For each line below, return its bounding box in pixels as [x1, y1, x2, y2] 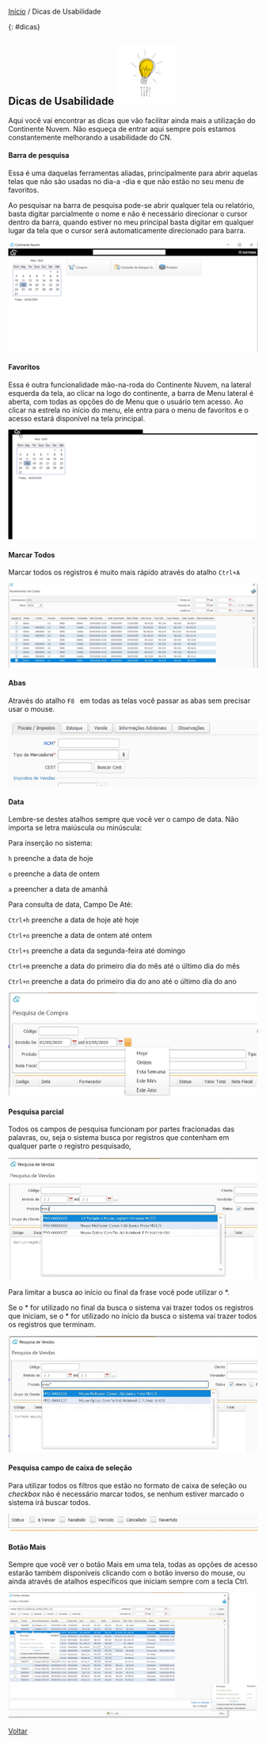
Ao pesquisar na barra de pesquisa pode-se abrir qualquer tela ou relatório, [8, 201, 255, 210]
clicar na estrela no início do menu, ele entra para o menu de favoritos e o [8, 405, 249, 415]
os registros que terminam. [8, 1319, 97, 1329]
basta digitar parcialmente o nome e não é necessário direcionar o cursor [8, 209, 248, 219]
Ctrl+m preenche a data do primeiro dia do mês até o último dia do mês [8, 962, 240, 971]
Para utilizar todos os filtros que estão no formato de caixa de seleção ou [8, 1480, 247, 1490]
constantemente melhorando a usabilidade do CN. [8, 132, 173, 142]
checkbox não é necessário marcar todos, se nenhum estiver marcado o [8, 1489, 245, 1499]
